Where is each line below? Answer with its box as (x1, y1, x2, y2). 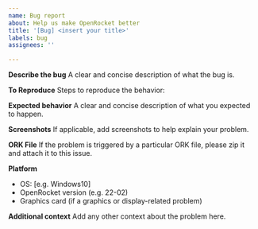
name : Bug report (8, 11, 66, 20)
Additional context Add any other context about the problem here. (8, 212, 226, 221)
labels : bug (8, 33, 48, 42)
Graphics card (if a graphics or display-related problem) (19, 196, 202, 206)
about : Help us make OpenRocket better (8, 19, 141, 27)
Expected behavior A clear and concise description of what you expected (8, 101, 251, 111)
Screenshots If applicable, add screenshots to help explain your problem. (8, 125, 249, 134)
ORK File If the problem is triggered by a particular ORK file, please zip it (8, 140, 245, 149)
